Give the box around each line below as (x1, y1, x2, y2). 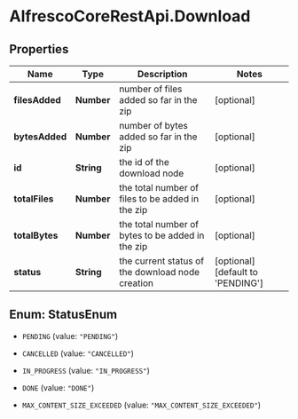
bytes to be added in (119, 229, 205, 241)
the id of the (119, 156, 170, 168)
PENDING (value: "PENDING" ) (21, 330, 118, 341)
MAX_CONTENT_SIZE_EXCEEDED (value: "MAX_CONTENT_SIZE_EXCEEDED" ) (21, 399, 262, 410)
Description (137, 68, 188, 80)
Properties (9, 42, 69, 57)
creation (119, 277, 153, 289)
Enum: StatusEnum (9, 307, 118, 322)
